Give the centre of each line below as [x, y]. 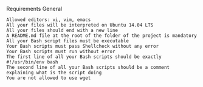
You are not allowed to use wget [49, 78]
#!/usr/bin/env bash [33, 62]
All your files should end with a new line [62, 30]
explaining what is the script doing [54, 72]
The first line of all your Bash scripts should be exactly [84, 57]
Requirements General [34, 9]
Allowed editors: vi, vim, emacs [49, 20]
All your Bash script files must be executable [68, 41]
